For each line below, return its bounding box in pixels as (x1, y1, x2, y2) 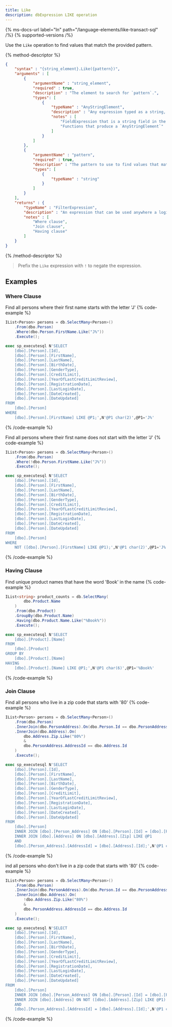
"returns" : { (14, 200, 45, 206)
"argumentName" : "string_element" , (32, 81, 111, 86)
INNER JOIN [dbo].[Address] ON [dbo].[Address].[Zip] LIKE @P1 (14, 834, 153, 839)
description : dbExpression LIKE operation (5, 12, 97, 17)
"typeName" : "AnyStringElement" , (51, 105, 125, 110)
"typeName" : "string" (51, 176, 100, 181)
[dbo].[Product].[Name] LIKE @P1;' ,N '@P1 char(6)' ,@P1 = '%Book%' (14, 665, 155, 670)
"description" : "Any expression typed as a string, (51, 109, 166, 115)
